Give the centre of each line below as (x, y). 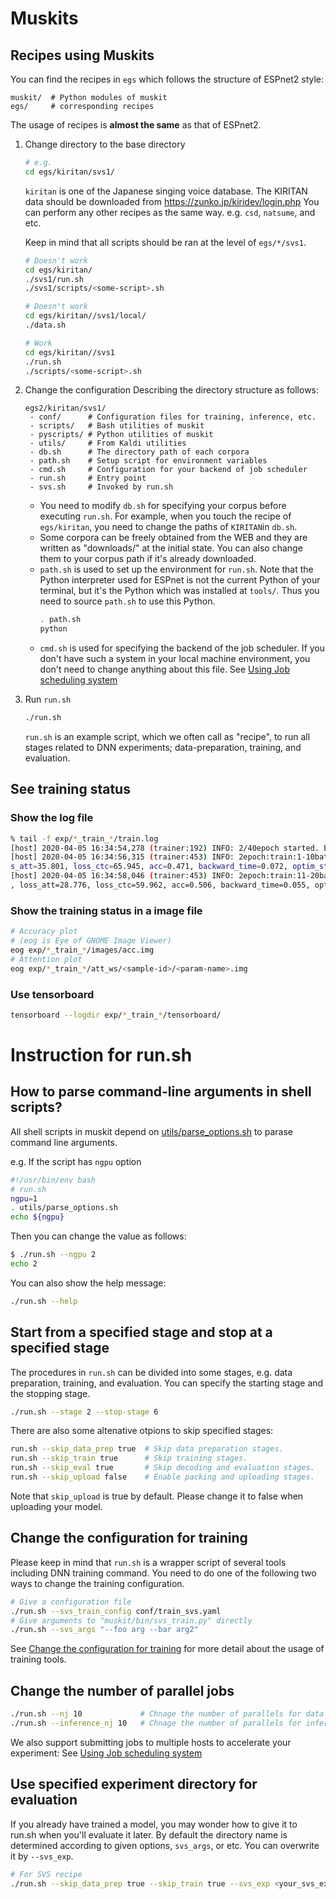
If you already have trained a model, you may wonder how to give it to (154, 1824)
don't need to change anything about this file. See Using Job (165, 669)
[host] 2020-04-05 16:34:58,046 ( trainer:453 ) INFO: (122, 876)
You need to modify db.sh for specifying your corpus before (163, 506)
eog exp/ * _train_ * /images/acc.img (82, 950)
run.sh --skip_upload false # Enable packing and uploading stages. (162, 1477)
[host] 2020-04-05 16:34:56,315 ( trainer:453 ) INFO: (122, 857)
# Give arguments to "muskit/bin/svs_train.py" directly (131, 1620)
